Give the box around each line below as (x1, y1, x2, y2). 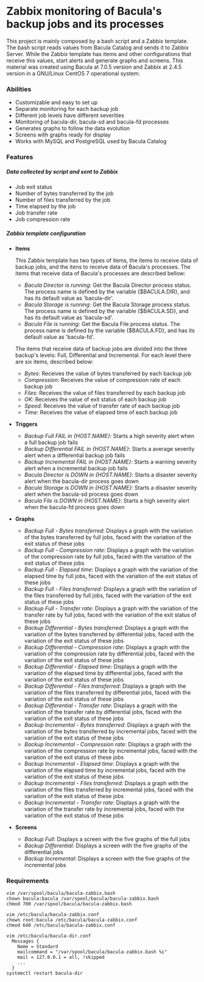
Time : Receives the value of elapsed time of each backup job (24, 409, 178, 416)
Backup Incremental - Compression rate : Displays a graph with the (24, 741, 192, 748)
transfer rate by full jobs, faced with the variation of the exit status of (24, 611, 197, 619)
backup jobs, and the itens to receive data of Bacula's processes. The (15, 263, 191, 270)
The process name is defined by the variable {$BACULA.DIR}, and (24, 288, 190, 295)
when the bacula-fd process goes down (24, 504, 125, 511)
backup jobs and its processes (6, 17, 164, 31)
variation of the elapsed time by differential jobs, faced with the (24, 669, 183, 677)
